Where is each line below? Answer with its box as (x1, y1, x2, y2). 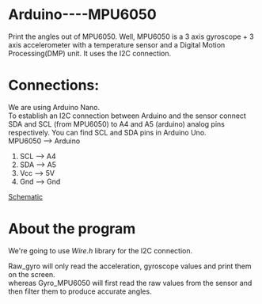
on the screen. (8, 269, 55, 279)
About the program (8, 220, 136, 238)
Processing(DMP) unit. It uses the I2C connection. (8, 48, 172, 58)
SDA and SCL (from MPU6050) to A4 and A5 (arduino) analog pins (8, 119, 226, 128)
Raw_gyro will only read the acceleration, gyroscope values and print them (8, 261, 252, 271)
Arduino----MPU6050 (8, 6, 157, 24)
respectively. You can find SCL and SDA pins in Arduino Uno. (8, 127, 207, 137)
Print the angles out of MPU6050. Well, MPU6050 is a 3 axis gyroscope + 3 (8, 32, 255, 41)
